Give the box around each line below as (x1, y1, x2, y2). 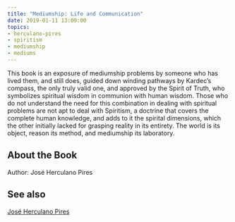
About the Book (7, 149, 78, 161)
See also (7, 188, 46, 201)
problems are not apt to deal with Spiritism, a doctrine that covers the (7, 106, 209, 115)
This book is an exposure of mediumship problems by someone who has (7, 68, 219, 78)
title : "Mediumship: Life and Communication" (7, 10, 143, 18)
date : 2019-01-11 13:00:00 (7, 17, 87, 24)
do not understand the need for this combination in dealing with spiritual (7, 99, 217, 107)
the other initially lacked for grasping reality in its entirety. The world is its (7, 121, 221, 130)
